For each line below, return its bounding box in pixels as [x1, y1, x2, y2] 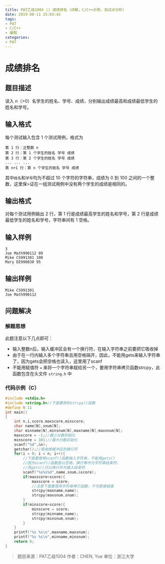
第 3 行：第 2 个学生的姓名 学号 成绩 [5, 156, 75, 161]
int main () [5, 409, 28, 415]
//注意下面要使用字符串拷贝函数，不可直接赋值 [31, 483, 114, 488]
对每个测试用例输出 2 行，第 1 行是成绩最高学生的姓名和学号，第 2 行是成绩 [5, 211, 159, 217]
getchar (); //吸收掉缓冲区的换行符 [14, 447, 78, 452]
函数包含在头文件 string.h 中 [12, 371, 72, 377]
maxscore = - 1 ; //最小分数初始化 [14, 433, 76, 438]
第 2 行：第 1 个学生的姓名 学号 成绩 [5, 150, 75, 156]
